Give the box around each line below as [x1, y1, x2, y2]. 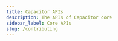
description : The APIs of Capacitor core [6, 14, 113, 20]
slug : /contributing [6, 25, 59, 32]
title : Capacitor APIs [6, 8, 64, 15]
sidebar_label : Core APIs [6, 20, 71, 26]
